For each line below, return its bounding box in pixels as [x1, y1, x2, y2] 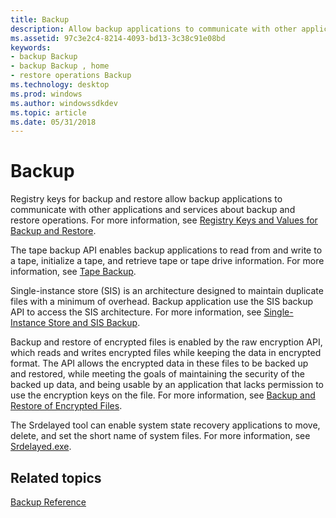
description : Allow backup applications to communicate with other [10, 24, 298, 34]
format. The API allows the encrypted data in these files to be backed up [10, 357, 309, 370]
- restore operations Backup [10, 71, 132, 81]
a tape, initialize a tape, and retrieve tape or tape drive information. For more [10, 255, 325, 267]
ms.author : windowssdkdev [10, 98, 118, 108]
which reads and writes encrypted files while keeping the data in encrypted [10, 347, 322, 359]
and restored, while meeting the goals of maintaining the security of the [10, 368, 305, 380]
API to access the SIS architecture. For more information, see [10, 306, 262, 318]
